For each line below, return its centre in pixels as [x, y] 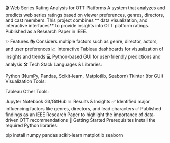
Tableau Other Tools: [27, 91]
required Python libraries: [32, 125]
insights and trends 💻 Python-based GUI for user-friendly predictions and [83, 56]
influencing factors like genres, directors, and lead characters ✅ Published [83, 109]
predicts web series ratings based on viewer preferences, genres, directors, [85, 15]
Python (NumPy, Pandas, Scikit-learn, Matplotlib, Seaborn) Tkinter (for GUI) [84, 76]
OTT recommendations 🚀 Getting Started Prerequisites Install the [88, 120]
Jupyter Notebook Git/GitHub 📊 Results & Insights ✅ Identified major [78, 102]
